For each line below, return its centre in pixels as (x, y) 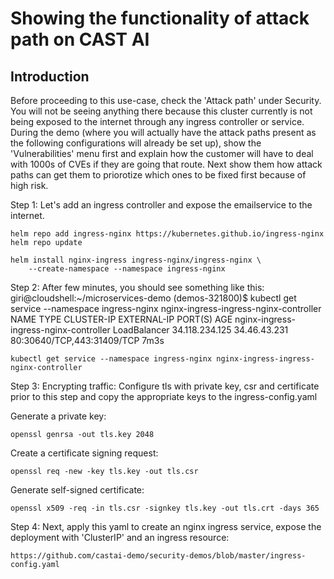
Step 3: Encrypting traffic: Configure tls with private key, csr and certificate (165, 386)
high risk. (29, 185)
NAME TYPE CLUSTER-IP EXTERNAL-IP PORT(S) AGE (121, 319)
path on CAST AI (80, 39)
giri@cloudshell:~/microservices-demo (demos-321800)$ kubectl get (153, 298)
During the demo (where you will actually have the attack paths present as (163, 132)
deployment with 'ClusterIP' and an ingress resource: (120, 537)
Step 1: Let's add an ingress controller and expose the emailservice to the (161, 205)
